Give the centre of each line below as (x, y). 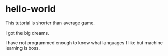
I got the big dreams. (27, 33)
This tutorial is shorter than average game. (50, 23)
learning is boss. (23, 48)
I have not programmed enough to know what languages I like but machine (84, 43)
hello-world (31, 9)
